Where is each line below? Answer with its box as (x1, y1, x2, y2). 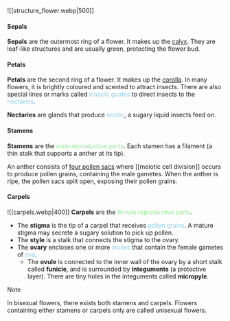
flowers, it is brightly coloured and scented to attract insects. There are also (7, 83, 222, 91)
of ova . (16, 250, 38, 259)
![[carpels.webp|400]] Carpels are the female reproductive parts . (7, 208, 192, 216)
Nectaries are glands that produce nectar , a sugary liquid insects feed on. (7, 110, 216, 119)
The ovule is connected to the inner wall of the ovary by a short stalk (27, 257, 223, 265)
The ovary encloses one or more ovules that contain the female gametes (16, 243, 224, 251)
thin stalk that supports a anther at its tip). (7, 149, 126, 157)
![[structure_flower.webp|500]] (7, 7, 95, 14)
